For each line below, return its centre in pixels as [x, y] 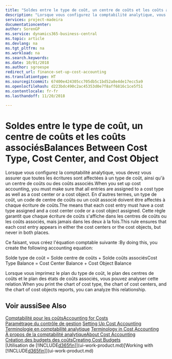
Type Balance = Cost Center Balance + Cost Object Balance [68, 263]
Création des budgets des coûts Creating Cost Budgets [63, 340]
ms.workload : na [23, 53]
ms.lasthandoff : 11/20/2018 [35, 96]
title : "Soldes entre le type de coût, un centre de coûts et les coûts [84, 10]
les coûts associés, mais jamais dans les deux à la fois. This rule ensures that [86, 222]
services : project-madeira [34, 19]
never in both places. [27, 233]
